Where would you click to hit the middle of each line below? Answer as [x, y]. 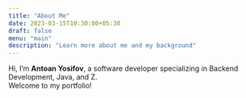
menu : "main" [30, 38]
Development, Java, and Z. [53, 77]
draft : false [30, 31]
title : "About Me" [39, 16]
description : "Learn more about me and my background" [102, 46]
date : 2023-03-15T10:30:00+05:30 [65, 23]
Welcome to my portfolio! [50, 86]
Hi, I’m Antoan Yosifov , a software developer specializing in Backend [123, 68]
